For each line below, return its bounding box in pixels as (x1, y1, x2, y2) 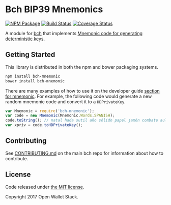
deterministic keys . (5, 36, 45, 42)
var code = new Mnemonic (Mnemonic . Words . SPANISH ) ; (5, 113, 115, 118)
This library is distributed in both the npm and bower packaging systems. (5, 64, 159, 70)
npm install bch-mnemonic (5, 74, 60, 79)
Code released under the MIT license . (5, 184, 84, 190)
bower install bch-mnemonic (5, 78, 65, 83)
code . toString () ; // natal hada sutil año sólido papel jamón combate (5, 118, 158, 123)
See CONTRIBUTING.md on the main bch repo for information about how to (5, 150, 164, 156)
